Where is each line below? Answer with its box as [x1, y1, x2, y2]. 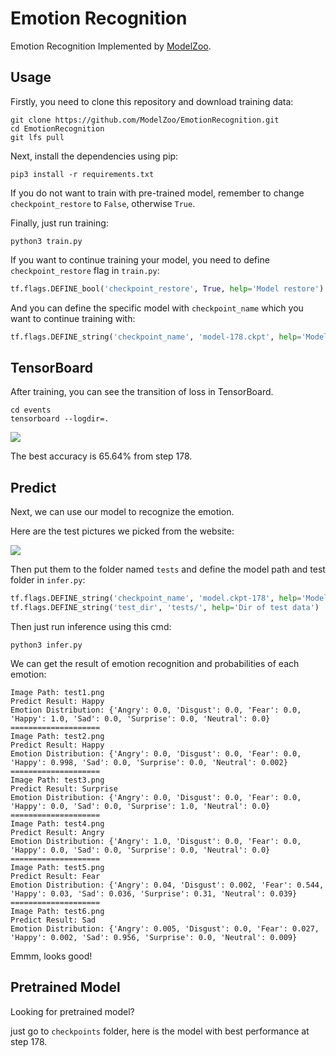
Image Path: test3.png [10, 775, 105, 785]
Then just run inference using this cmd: [10, 620, 172, 632]
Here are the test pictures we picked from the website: [10, 525, 235, 537]
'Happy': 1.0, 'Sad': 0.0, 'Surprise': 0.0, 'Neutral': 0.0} [10, 713, 271, 724]
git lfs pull [10, 132, 65, 142]
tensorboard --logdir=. [10, 414, 110, 424]
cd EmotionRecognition [10, 123, 105, 134]
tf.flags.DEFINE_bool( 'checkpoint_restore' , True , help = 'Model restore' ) [10, 283, 325, 294]
